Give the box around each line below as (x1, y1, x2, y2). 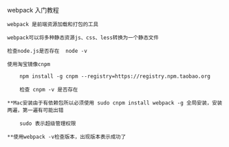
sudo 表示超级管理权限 (19, 120, 76, 127)
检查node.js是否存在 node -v (7, 47, 87, 54)
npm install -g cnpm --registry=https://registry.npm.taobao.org (19, 73, 211, 80)
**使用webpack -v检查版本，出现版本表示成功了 (7, 133, 127, 140)
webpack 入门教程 (7, 6, 60, 14)
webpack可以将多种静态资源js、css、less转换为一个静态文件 (7, 34, 160, 41)
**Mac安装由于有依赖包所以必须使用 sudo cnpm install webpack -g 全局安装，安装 (7, 100, 223, 106)
